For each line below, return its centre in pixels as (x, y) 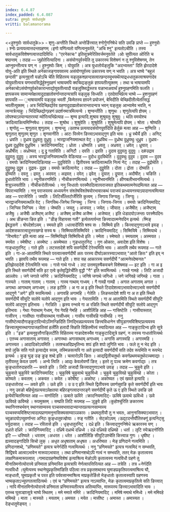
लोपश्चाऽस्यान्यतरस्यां (22, 117)
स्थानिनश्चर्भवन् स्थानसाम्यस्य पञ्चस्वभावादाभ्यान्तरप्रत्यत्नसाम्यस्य (56, 407)
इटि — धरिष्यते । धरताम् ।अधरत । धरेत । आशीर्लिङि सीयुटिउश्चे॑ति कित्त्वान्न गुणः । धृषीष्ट (78, 436)
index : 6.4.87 (20, 10)
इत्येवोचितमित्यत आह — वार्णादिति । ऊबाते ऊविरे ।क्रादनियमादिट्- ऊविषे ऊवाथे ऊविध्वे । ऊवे (80, 396)
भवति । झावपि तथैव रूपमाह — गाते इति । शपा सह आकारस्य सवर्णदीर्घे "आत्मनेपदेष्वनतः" (76, 259)
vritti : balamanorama (28, 24)
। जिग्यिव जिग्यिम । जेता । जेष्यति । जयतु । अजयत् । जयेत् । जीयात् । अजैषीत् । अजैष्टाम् (81, 208)
